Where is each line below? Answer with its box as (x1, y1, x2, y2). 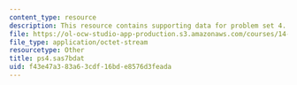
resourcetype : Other (9, 46, 86, 55)
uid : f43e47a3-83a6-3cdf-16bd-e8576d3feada (9, 63, 172, 72)
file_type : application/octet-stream (9, 37, 148, 47)
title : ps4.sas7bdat (9, 54, 86, 63)
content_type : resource (9, 12, 97, 22)
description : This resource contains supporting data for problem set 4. (9, 21, 287, 30)
